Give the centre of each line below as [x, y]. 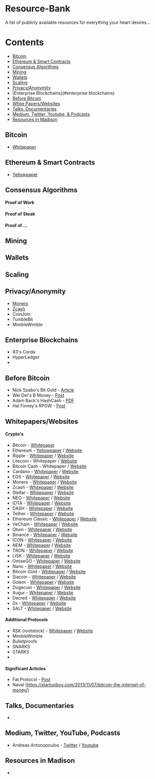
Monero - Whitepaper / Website [44, 482]
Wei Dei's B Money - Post [38, 395]
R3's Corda [24, 352]
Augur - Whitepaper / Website [43, 593]
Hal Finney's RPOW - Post [39, 406]
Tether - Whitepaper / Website [43, 513]
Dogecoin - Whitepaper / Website [46, 587]
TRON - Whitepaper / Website [43, 550]
